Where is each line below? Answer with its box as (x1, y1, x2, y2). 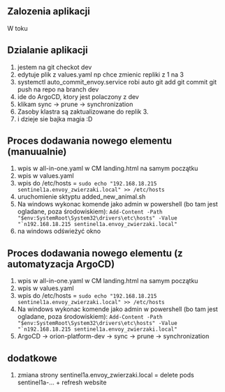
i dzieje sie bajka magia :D (17, 114, 93, 123)
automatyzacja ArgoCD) (7, 258, 115, 270)
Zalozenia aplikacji (7, 6, 91, 17)
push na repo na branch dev (17, 85, 99, 93)
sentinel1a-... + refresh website (17, 378, 107, 386)
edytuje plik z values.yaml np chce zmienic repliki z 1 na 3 (17, 70, 184, 79)
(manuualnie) (7, 146, 67, 158)
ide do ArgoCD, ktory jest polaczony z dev (17, 92, 140, 100)
